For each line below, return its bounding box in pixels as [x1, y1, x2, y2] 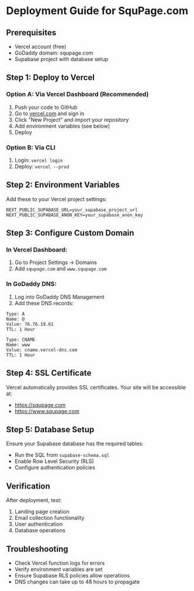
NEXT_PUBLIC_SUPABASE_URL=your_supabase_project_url [6, 207, 138, 213]
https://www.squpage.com [14, 408, 79, 415]
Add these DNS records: [14, 299, 74, 306]
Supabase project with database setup [14, 56, 109, 62]
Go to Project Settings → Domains [14, 259, 97, 266]
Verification [6, 481, 51, 491]
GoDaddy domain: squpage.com [14, 49, 93, 56]
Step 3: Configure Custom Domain [6, 228, 135, 238]
